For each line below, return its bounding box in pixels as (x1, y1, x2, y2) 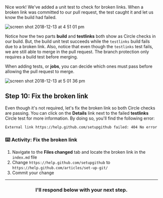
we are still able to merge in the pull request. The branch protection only (5, 49, 149, 54)
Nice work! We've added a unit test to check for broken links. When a (5, 4, 144, 10)
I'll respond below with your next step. (35, 187, 128, 194)
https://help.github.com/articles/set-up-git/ (12, 165, 108, 171)
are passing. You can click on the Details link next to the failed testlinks (5, 110, 149, 116)
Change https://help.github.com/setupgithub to (12, 160, 111, 165)
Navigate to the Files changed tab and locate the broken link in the (12, 149, 146, 155)
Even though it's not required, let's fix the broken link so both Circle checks (5, 105, 155, 111)
